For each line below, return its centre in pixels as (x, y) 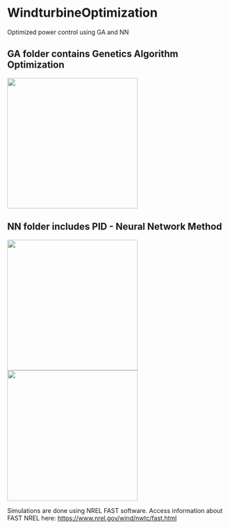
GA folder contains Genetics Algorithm (93, 54)
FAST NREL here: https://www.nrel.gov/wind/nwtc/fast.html (92, 518)
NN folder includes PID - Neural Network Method (115, 227)
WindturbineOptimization (82, 13)
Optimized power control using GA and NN (68, 32)
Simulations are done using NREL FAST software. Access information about (115, 510)
